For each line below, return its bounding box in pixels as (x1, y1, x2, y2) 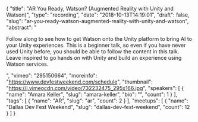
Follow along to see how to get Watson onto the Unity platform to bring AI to (6, 36, 192, 42)
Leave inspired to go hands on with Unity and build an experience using (6, 54, 182, 61)
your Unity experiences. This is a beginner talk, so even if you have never (6, 41, 186, 49)
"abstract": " (6, 24, 37, 31)
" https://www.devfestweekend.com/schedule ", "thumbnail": (6, 78, 153, 85)
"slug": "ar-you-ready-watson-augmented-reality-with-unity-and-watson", (6, 18, 189, 24)
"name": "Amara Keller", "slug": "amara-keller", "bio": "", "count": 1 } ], (6, 91, 178, 98)
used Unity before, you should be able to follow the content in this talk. (6, 48, 180, 55)
